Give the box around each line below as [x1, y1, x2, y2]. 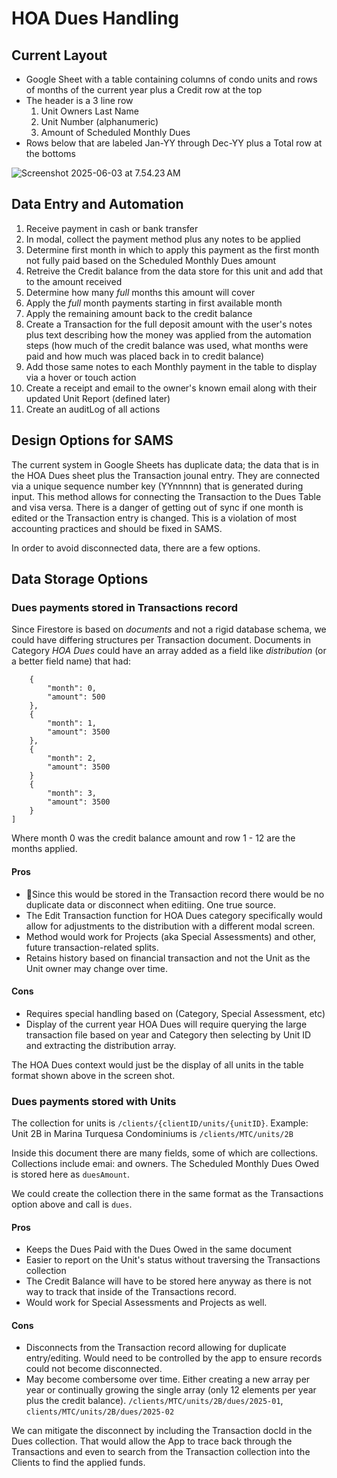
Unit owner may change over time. [25, 962, 168, 974]
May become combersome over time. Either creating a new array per [25, 1373, 311, 1386]
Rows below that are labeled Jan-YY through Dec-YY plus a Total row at [25, 137, 323, 149]
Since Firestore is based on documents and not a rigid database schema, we [11, 623, 327, 636]
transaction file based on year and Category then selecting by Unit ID [25, 1028, 312, 1041]
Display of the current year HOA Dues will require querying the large [25, 1018, 308, 1030]
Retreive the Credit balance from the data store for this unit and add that [25, 265, 323, 277]
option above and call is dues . [11, 1198, 133, 1211]
